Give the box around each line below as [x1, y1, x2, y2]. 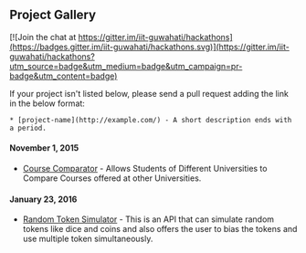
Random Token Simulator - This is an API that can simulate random [22, 214, 275, 225]
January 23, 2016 [9, 194, 78, 205]
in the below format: [9, 98, 85, 109]
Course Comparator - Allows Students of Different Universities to [22, 163, 268, 174]
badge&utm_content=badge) [9, 70, 118, 81]
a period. [9, 123, 47, 132]
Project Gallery [9, 7, 97, 23]
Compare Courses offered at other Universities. [22, 173, 202, 184]
